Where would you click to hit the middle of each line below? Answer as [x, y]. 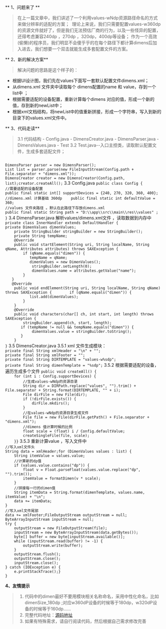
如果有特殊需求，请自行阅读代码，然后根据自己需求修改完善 [85, 621]
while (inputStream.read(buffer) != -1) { [58, 541]
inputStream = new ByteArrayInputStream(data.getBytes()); [76, 533]
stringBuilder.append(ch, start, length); [67, 323]
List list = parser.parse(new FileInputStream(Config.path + [70, 169]
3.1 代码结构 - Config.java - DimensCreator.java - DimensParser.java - [88, 139]
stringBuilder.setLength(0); [62, 266]
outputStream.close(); [37, 558]
